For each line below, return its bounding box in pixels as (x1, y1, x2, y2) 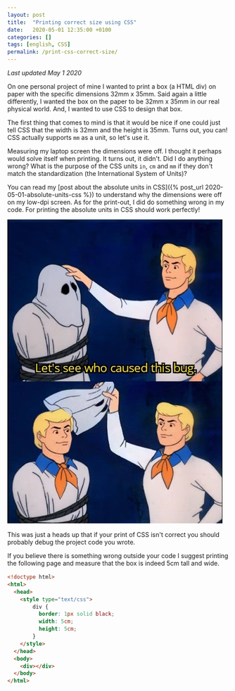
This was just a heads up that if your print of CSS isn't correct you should (7, 531, 220, 538)
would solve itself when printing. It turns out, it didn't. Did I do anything (7, 155, 212, 163)
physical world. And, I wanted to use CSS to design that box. (7, 105, 183, 113)
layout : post (7, 11, 46, 18)
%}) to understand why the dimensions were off (83, 191, 222, 198)
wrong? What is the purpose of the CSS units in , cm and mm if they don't (7, 162, 213, 170)
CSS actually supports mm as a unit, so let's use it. (7, 134, 150, 141)
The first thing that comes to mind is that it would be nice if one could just (7, 118, 221, 127)
